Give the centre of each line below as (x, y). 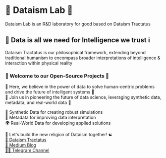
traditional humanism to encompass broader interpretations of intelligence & (83, 58)
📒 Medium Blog (21, 145)
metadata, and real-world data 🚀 (38, 103)
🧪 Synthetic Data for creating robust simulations (54, 112)
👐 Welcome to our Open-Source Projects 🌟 (57, 76)
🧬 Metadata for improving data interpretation (51, 118)
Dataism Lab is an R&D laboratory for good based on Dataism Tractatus (78, 24)
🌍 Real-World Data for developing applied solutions (58, 123)
